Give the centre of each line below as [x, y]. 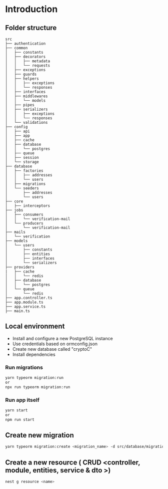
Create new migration [39, 435]
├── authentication [25, 44]
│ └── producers [24, 223]
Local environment [35, 326]
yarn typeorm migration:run [34, 378]
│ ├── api [17, 131]
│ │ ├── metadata [28, 61]
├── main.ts [17, 311]
